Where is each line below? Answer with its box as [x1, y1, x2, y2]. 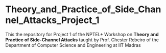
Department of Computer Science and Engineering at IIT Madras [5, 42, 141, 48]
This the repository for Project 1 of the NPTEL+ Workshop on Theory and [5, 31, 159, 37]
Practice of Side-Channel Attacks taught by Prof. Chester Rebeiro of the [5, 37, 159, 43]
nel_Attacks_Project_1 [5, 14, 100, 26]
